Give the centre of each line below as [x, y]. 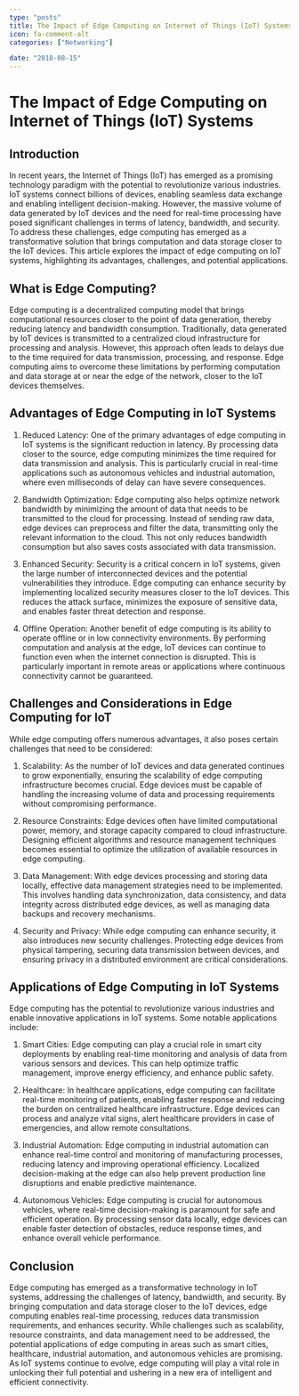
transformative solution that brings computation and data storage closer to [146, 242]
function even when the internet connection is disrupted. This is [139, 657]
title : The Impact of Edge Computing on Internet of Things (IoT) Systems [151, 26]
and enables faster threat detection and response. [114, 611]
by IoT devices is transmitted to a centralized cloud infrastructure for [135, 338]
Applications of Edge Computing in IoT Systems [144, 987]
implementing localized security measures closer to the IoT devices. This [156, 592]
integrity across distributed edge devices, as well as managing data [145, 904]
